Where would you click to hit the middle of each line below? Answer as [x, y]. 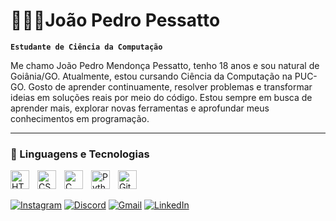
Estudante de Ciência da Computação [86, 47]
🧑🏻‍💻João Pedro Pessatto [115, 20]
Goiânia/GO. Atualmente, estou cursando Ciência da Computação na [151, 76]
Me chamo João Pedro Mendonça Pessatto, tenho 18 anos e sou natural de [165, 65]
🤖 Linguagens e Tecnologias [80, 154]
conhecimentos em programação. [80, 118]
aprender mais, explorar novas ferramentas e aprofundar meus [140, 108]
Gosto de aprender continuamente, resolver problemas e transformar [170, 86]
